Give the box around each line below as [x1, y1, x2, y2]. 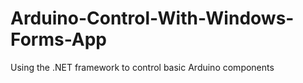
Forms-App [10, 28, 107, 51]
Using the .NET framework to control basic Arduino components [10, 61, 275, 73]
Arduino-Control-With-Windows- [10, 7, 295, 30]
